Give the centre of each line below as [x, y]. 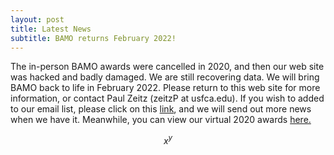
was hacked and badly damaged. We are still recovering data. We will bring [165, 77]
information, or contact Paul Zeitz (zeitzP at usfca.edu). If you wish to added [167, 98]
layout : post [37, 19]
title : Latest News [51, 29]
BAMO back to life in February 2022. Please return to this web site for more [165, 88]
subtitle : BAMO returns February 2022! [93, 38]
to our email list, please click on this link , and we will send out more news [161, 109]
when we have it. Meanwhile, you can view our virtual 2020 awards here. [161, 120]
